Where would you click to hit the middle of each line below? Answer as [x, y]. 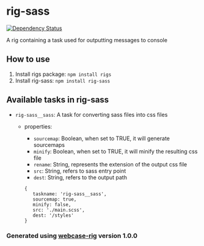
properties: [38, 126]
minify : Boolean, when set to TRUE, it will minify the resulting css [115, 151]
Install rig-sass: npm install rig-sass [63, 80]
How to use [28, 59]
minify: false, [52, 204]
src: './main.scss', [59, 210]
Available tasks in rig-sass [58, 100]
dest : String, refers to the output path [80, 177]
